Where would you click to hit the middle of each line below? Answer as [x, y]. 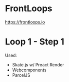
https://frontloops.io [25, 22]
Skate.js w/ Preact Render [38, 64]
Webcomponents [29, 70]
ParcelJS [21, 75]
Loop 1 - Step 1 [35, 42]
